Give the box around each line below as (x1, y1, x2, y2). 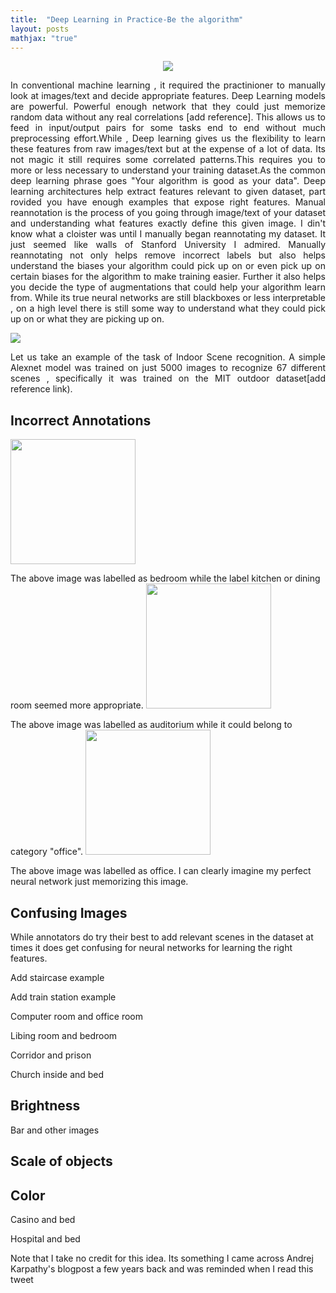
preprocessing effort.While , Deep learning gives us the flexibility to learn (10, 132, 326, 145)
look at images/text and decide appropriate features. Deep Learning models (10, 90, 326, 102)
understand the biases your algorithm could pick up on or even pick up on (10, 260, 326, 272)
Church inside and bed (10, 1069, 105, 1080)
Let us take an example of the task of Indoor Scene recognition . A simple (10, 351, 326, 363)
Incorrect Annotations (10, 412, 152, 429)
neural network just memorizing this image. (10, 876, 189, 888)
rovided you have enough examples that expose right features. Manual (10, 196, 326, 208)
